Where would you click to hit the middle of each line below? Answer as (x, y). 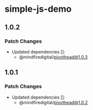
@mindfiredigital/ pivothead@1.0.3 (53, 57)
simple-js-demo (38, 9)
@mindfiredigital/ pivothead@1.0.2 (53, 102)
